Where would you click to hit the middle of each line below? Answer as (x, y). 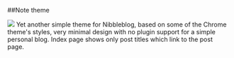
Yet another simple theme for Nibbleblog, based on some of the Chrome (121, 24)
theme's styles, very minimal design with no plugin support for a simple (112, 32)
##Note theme (28, 10)
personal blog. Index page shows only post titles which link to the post (110, 39)
